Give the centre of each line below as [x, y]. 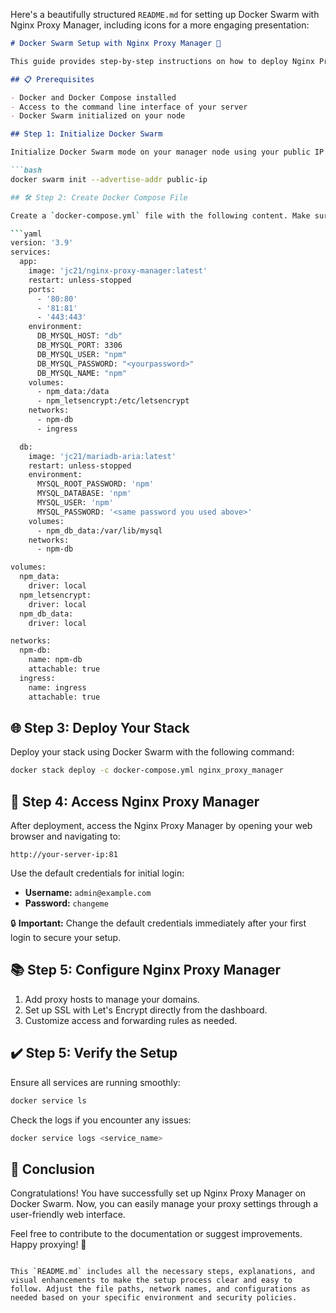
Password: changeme [66, 903]
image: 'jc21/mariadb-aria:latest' [102, 456]
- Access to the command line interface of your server [129, 107]
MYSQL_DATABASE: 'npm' [84, 494]
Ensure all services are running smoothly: [95, 1082]
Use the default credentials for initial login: [97, 873]
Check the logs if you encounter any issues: [101, 1120]
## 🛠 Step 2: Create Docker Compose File [99, 197]
